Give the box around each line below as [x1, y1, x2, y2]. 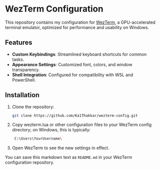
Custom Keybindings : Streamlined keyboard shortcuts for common [12, 51, 147, 57]
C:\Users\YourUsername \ [14, 136, 62, 141]
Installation [5, 91, 40, 99]
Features [5, 39, 32, 47]
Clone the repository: [12, 104, 55, 110]
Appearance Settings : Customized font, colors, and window [12, 61, 132, 67]
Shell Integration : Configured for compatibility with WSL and [12, 71, 133, 78]
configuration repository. [5, 159, 55, 165]
